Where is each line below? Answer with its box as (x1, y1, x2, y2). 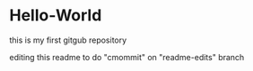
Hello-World (9, 5, 102, 26)
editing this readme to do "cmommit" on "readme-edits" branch (9, 51, 245, 62)
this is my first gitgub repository (9, 35, 127, 45)
